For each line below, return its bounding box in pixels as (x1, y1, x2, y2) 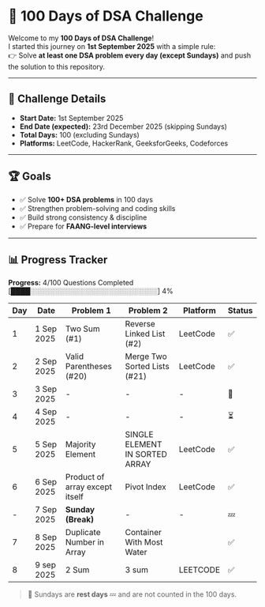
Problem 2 (128, 305, 168, 316)
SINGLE (125, 429, 154, 440)
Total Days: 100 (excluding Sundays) (19, 130, 140, 139)
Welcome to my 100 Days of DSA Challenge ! (8, 33, 155, 43)
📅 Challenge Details (8, 92, 106, 106)
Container (125, 527, 162, 538)
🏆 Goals (8, 170, 51, 183)
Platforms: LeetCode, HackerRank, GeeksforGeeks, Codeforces (19, 138, 229, 148)
